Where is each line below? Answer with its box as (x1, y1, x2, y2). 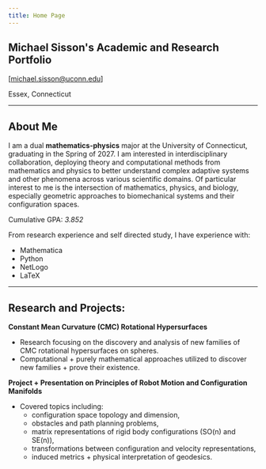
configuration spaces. (8, 199, 80, 210)
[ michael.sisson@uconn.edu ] (8, 74, 104, 84)
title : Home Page (8, 11, 66, 20)
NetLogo (19, 263, 49, 272)
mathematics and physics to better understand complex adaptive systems (8, 166, 249, 176)
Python (19, 254, 44, 263)
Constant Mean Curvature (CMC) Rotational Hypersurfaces (8, 322, 208, 332)
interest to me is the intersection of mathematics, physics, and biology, (8, 183, 239, 192)
